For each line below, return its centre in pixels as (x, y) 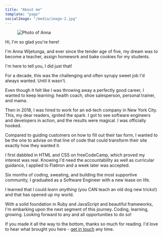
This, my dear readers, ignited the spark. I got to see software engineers (78, 115)
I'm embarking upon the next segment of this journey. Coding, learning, (77, 209)
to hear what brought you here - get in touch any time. (60, 229)
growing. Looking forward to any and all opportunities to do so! (68, 215)
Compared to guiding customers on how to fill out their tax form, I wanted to (81, 135)
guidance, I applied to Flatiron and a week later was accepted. (68, 165)
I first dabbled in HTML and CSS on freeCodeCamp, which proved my (75, 155)
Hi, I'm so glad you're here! (32, 42)
